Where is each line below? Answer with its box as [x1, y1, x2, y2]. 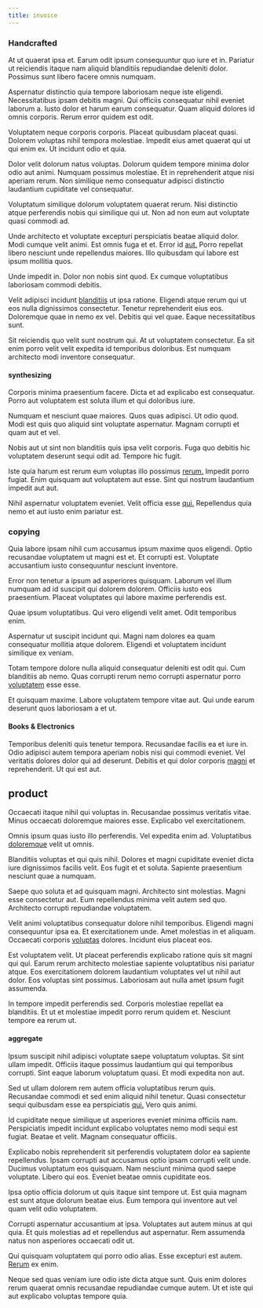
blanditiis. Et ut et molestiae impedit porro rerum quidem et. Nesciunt [8, 1007, 231, 1017]
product [8, 787, 49, 801]
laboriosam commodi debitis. [8, 280, 102, 289]
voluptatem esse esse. [8, 680, 81, 689]
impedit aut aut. [8, 484, 59, 493]
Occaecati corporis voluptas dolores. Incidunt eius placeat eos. [8, 935, 213, 944]
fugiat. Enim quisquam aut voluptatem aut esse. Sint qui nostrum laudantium [8, 475, 255, 484]
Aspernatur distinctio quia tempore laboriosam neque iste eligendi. [8, 87, 224, 97]
